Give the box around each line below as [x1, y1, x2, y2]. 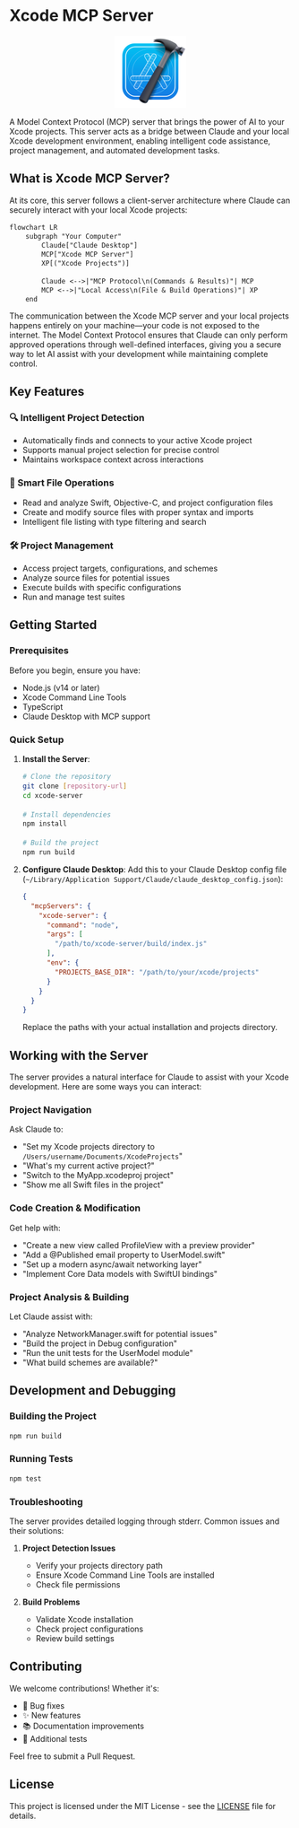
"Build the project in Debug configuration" [21, 1338, 177, 1349]
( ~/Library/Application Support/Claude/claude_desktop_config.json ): [21, 873, 284, 884]
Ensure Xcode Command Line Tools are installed [35, 1570, 215, 1580]
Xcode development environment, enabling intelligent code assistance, [9, 136, 271, 146]
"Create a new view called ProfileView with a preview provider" [21, 1239, 255, 1250]
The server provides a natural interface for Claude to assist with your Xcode [9, 1071, 289, 1082]
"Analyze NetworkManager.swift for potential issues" [21, 1328, 218, 1339]
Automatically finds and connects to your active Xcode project [21, 435, 252, 446]
